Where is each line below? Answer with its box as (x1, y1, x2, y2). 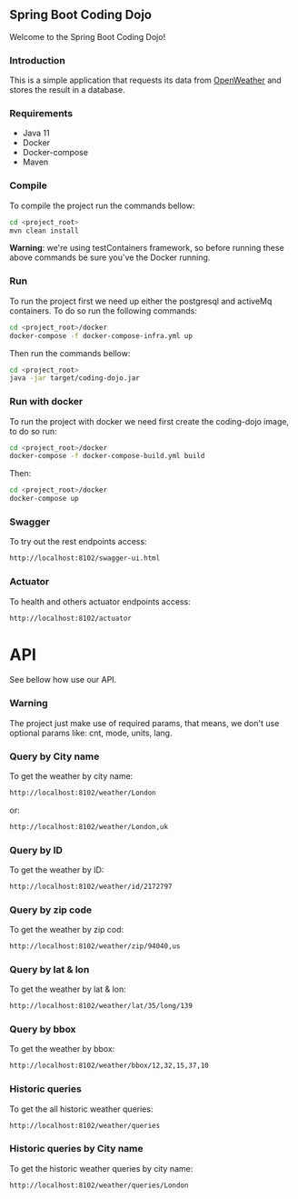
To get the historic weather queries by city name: (9, 1163, 194, 1174)
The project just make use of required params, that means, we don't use (9, 717, 280, 728)
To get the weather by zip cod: (9, 924, 124, 935)
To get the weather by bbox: (9, 1044, 115, 1054)
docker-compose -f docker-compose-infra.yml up (9, 331, 194, 340)
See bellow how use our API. (9, 674, 117, 685)
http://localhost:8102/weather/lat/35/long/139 (9, 1002, 194, 1011)
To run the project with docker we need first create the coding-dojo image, (9, 415, 289, 426)
